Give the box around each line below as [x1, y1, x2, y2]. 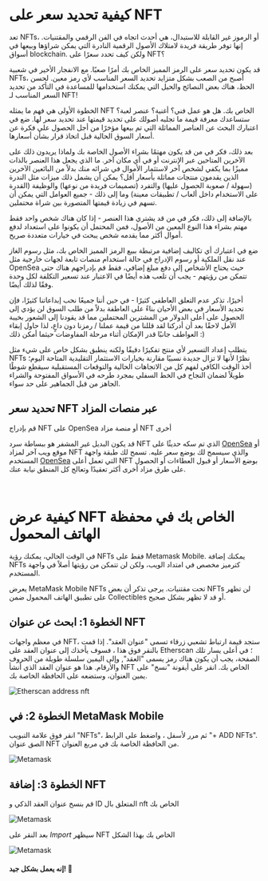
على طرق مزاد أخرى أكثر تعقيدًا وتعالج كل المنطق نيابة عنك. [9, 464, 187, 474]
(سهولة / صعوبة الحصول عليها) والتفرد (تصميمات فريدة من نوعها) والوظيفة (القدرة [9, 180, 253, 190]
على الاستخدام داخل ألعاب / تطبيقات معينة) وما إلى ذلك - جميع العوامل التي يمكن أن [9, 189, 258, 198]
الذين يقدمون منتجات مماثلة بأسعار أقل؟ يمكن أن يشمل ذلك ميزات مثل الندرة [9, 172, 238, 182]
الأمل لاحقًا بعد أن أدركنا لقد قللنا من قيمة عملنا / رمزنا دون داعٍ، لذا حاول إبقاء [9, 320, 237, 330]
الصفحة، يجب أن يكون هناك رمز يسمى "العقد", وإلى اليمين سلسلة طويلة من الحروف [9, 654, 260, 663]
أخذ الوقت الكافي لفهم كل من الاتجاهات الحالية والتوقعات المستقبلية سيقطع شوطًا [9, 362, 252, 371]
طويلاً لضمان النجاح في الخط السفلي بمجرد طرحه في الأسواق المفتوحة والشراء [9, 370, 245, 379]
